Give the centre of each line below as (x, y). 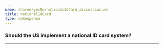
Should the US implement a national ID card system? (68, 35)
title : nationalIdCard (28, 14)
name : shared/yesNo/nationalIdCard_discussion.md (57, 9)
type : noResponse (23, 18)
